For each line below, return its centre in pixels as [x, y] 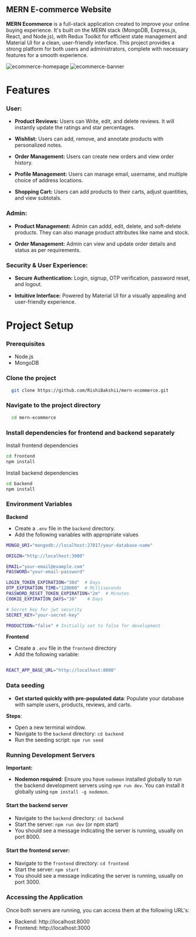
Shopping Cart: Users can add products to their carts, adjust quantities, [101, 192]
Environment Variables [39, 504]
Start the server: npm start [47, 869]
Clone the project [31, 378]
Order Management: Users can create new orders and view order [94, 157]
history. [24, 163]
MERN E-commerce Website [59, 10]
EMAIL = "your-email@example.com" [45, 566]
